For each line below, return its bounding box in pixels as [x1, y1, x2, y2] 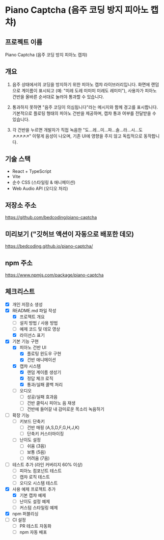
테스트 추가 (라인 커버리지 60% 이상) [12, 461, 83, 467]
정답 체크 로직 [27, 375, 54, 381]
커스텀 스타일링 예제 [19, 504, 58, 511]
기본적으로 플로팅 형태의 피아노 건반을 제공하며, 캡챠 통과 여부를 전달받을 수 [12, 110, 157, 116]
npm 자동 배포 [19, 529, 48, 535]
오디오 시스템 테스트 [19, 480, 58, 486]
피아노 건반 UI [19, 345, 47, 351]
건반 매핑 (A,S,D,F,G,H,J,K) [27, 425, 80, 431]
